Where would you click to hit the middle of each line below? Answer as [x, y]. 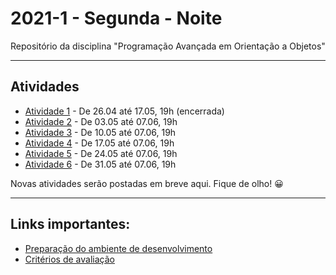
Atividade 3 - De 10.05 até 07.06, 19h [100, 132]
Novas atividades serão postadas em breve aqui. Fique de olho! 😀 [147, 183]
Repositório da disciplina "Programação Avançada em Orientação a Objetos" [168, 46]
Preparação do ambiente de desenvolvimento [118, 248]
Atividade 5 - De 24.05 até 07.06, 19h [101, 153]
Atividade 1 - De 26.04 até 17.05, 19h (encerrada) [124, 111]
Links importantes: [70, 224]
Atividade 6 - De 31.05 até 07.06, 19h [100, 164]
